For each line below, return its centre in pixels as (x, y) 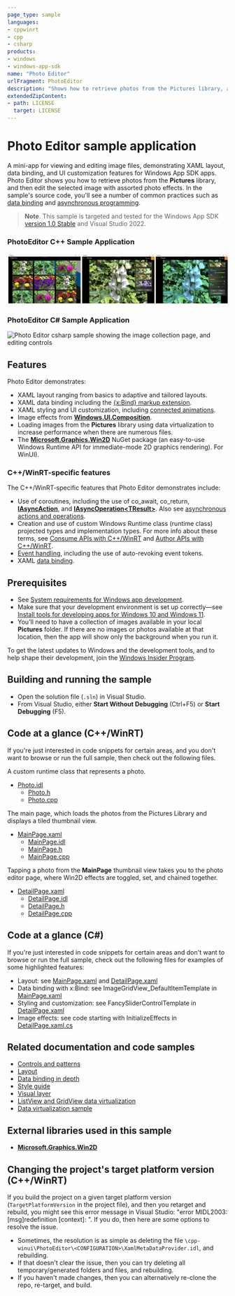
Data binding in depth (48, 1079)
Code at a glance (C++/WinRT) (76, 733)
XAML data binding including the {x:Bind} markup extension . (105, 402)
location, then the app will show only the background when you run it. (118, 637)
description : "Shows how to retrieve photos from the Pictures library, (115, 88)
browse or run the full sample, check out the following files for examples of (115, 960)
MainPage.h (45, 849)
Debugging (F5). (42, 711)
